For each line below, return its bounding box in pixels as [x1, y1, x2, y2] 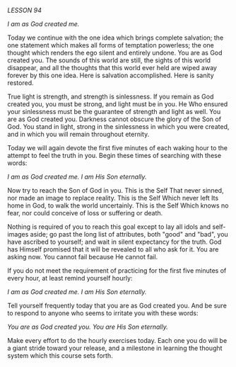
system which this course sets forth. [7, 351, 113, 360]
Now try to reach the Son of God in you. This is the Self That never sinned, [7, 186, 224, 194]
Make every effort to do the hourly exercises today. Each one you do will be [7, 337, 228, 344]
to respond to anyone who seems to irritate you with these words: [7, 309, 199, 317]
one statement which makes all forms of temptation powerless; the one [7, 41, 214, 49]
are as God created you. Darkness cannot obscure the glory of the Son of [7, 115, 221, 123]
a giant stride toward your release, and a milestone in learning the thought [7, 344, 223, 352]
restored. [7, 79, 34, 87]
